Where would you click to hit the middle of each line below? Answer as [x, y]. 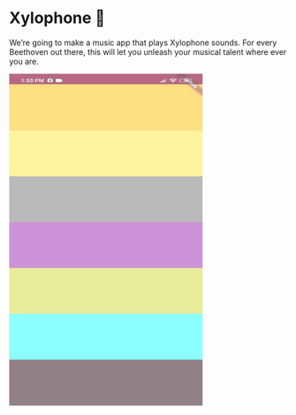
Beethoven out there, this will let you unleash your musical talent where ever [148, 51]
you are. [24, 61]
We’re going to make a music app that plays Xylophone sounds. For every [143, 42]
